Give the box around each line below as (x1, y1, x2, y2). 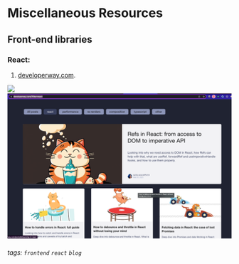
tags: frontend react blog (7, 248, 82, 257)
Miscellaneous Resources (7, 5, 164, 21)
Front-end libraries (7, 33, 92, 46)
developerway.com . (17, 70, 76, 79)
